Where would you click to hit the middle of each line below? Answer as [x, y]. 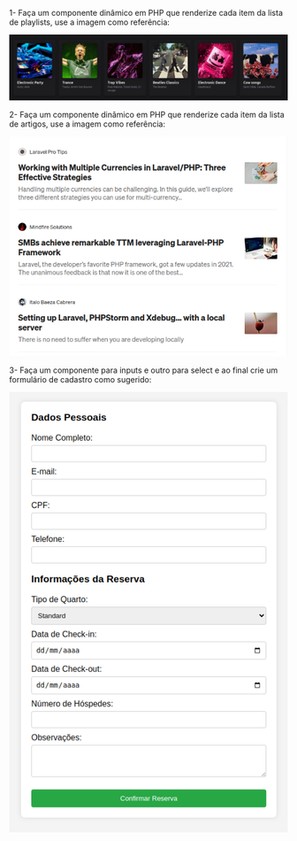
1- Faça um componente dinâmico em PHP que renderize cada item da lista [146, 13]
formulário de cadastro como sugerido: [80, 380]
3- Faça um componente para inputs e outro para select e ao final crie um [144, 370]
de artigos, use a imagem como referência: [88, 124]
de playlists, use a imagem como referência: [90, 22]
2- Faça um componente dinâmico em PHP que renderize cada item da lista [147, 114]
